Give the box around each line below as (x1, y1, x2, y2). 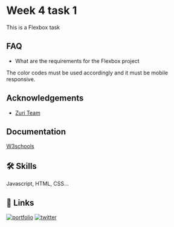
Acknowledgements (6, 93, 84, 104)
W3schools (6, 143, 34, 150)
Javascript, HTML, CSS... (6, 180, 69, 188)
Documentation (6, 127, 66, 137)
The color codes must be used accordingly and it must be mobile (6, 69, 168, 76)
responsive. (6, 75, 36, 82)
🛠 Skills (6, 161, 37, 171)
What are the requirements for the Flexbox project (14, 57, 140, 64)
